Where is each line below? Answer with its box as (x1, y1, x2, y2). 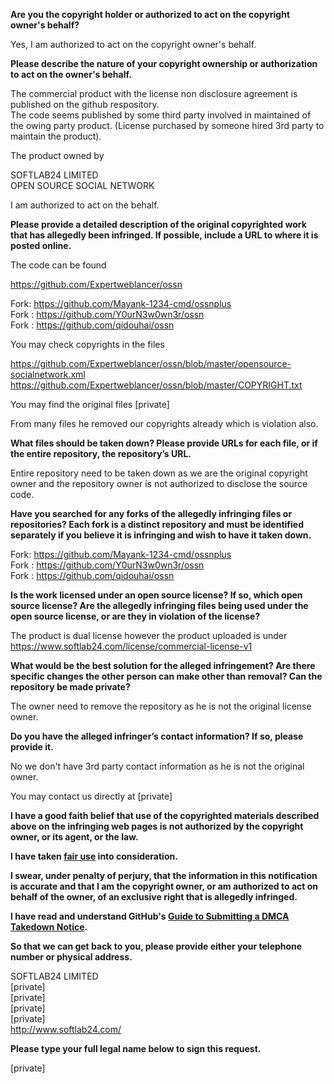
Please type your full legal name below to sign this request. (10, 1043, 262, 1054)
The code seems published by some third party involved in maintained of (10, 109, 312, 121)
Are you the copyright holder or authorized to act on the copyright (10, 9, 291, 20)
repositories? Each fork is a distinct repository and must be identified (10, 519, 304, 530)
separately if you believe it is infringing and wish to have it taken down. (10, 529, 312, 541)
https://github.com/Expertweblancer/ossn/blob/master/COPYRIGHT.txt (10, 379, 303, 391)
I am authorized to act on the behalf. (10, 199, 160, 211)
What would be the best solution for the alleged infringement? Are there (10, 660, 316, 671)
